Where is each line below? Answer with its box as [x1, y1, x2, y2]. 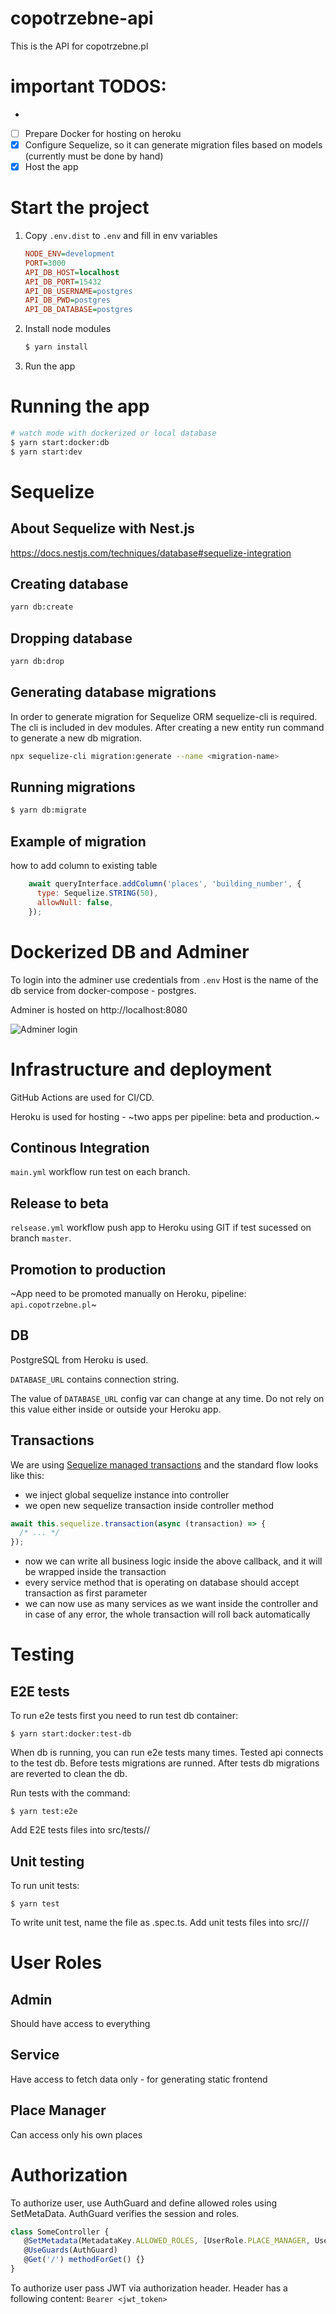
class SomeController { [10, 2227, 110, 2237]
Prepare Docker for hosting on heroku [24, 127, 182, 139]
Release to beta [10, 1195, 109, 1212]
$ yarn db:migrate [10, 805, 87, 816]
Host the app [24, 161, 79, 172]
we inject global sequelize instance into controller [24, 1488, 230, 1501]
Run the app [24, 360, 76, 372]
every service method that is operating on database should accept [24, 1577, 300, 1589]
